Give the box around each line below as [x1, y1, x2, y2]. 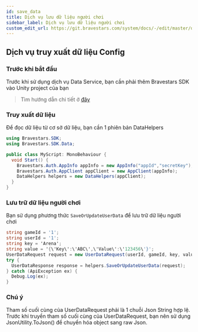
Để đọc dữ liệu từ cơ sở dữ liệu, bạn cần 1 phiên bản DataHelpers [6, 124, 164, 131]
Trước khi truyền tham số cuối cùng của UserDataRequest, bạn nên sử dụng [6, 313, 191, 320]
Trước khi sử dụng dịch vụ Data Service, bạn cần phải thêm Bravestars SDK [6, 78, 190, 85]
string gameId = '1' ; [6, 230, 60, 236]
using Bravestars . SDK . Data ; [6, 141, 75, 147]
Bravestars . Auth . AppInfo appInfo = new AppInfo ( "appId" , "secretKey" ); [16, 162, 194, 168]
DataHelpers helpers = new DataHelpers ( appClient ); [16, 174, 146, 180]
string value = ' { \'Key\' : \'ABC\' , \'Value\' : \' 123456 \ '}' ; [6, 246, 154, 252]
